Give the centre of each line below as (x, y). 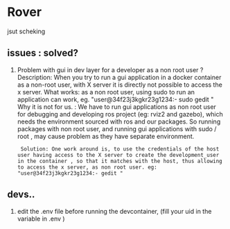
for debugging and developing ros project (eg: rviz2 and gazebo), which (120, 114)
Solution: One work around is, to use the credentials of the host (120, 149)
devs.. (21, 195)
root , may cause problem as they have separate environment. (106, 136)
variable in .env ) (41, 219)
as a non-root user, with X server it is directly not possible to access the (120, 85)
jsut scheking (26, 31)
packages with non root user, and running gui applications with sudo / (117, 128)
